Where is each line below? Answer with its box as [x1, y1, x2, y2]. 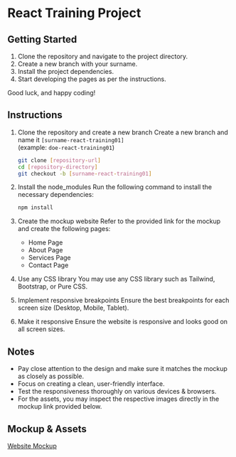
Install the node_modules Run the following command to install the [17, 183, 212, 191]
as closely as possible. [17, 372, 85, 381]
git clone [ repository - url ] [17, 156, 101, 164]
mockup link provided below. [17, 402, 102, 411]
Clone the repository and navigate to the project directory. [17, 52, 188, 60]
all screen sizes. [17, 325, 65, 333]
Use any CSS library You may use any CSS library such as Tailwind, [17, 275, 215, 284]
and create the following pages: [17, 225, 111, 233]
